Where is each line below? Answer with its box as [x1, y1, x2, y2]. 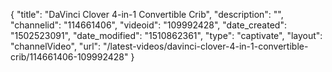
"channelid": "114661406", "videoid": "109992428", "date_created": [10, 19, 287, 31]
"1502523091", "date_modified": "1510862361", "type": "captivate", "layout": [10, 30, 323, 41]
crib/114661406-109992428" [10, 51, 129, 63]
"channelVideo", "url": [10, 40, 102, 52]
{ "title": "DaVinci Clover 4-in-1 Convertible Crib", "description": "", [10, 9, 284, 20]
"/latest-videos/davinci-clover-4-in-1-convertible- [103, 40, 309, 52]
